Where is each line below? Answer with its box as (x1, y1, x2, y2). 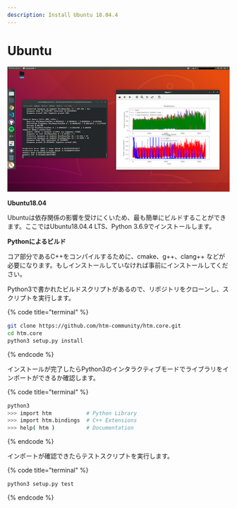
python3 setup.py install (7, 337, 83, 344)
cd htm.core (7, 329, 42, 337)
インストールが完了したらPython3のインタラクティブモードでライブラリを (7, 365, 224, 373)
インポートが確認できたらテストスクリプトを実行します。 (7, 452, 174, 461)
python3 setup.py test (7, 480, 74, 488)
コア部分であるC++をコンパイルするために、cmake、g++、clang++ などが (7, 252, 226, 261)
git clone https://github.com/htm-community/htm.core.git (7, 322, 181, 330)
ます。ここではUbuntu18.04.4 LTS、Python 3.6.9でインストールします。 (7, 223, 216, 231)
